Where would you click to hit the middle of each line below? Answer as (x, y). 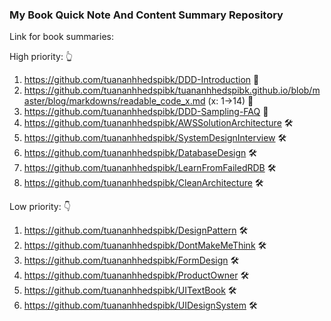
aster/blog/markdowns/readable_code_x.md (114, 101)
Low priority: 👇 (40, 207)
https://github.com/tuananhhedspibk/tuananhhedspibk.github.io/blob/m (172, 90)
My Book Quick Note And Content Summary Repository (146, 15)
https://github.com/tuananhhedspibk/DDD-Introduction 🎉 (141, 80)
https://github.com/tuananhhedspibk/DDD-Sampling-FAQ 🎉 (146, 112)
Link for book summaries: (61, 37)
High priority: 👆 (41, 57)
